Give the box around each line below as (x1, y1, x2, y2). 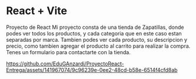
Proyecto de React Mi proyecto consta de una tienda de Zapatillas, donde (6, 24, 184, 31)
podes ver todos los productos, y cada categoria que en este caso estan (6, 29, 182, 37)
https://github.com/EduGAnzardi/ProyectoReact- (6, 60, 125, 67)
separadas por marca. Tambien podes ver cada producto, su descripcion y (6, 36, 187, 43)
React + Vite (6, 4, 68, 18)
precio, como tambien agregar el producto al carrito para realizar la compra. (6, 42, 191, 50)
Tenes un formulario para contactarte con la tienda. (6, 48, 131, 55)
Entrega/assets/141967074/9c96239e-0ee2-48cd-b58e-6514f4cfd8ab (6, 66, 178, 73)
